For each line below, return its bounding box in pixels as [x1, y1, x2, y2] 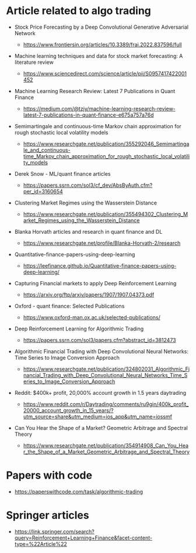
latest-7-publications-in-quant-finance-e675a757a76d [23, 111, 154, 118]
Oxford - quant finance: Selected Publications [14, 302, 125, 309]
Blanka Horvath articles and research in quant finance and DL [14, 228, 163, 235]
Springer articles [6, 508, 89, 522]
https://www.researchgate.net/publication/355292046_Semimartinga [23, 140, 190, 147]
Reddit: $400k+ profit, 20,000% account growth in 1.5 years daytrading [14, 389, 187, 396]
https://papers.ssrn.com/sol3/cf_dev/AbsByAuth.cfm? [23, 182, 153, 189]
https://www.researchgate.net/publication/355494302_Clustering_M [23, 210, 188, 217]
